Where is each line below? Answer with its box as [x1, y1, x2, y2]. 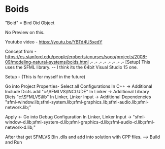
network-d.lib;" [5, 124, 36, 130]
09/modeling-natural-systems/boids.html [5, 59, 89, 65]
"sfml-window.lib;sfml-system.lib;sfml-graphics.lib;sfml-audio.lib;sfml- [5, 99, 149, 105]
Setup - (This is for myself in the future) [5, 74, 86, 79]
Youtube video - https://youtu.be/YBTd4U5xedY [5, 38, 102, 45]
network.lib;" [5, 104, 32, 110]
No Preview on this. [5, 29, 45, 35]
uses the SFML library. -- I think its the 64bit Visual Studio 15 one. [5, 64, 138, 70]
